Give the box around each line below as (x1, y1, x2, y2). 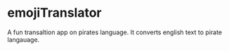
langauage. (7, 35, 40, 43)
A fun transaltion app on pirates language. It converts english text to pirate (7, 28, 223, 36)
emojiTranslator (7, 5, 102, 21)
